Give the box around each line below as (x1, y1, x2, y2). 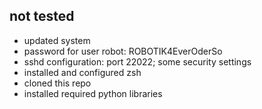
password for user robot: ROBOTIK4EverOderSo (23, 45, 223, 57)
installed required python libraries (23, 87, 163, 99)
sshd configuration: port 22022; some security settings (23, 55, 252, 68)
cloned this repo (23, 77, 92, 89)
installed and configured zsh (23, 66, 142, 78)
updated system (23, 34, 91, 46)
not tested (9, 8, 75, 25)
